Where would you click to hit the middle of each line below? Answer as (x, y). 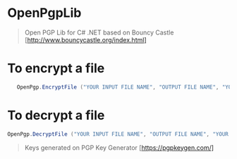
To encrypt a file (56, 69)
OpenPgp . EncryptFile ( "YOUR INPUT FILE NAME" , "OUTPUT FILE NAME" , (118, 87)
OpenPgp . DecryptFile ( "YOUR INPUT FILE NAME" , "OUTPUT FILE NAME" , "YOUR (118, 134)
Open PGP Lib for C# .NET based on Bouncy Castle (99, 32)
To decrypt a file (56, 115)
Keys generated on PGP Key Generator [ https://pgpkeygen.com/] (119, 147)
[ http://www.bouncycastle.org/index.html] (85, 39)
